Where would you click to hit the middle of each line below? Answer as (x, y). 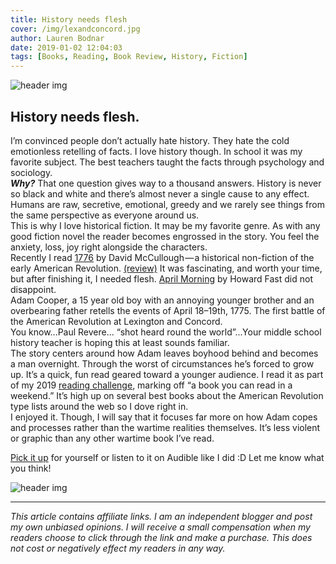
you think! (31, 468)
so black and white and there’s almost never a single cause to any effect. (160, 193)
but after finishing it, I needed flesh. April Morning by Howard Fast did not (161, 278)
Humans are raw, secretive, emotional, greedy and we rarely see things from (167, 204)
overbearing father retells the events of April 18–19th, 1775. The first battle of (168, 310)
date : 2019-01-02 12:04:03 (66, 47)
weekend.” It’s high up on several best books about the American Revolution (167, 395)
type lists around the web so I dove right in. (99, 406)
